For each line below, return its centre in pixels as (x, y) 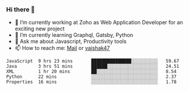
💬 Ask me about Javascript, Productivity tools (70, 42)
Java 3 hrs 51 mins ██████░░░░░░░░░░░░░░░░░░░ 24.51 (93, 67)
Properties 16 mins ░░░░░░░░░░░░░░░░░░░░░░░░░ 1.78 (92, 82)
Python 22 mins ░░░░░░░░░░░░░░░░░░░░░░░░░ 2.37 (92, 77)
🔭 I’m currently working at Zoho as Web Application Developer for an (99, 23)
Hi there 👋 (21, 10)
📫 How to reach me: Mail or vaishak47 (62, 48)
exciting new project (40, 29)
